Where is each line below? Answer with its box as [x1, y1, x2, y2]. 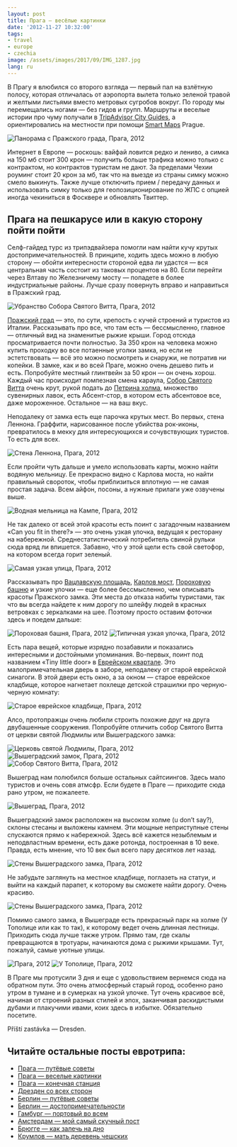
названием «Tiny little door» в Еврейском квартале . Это [7, 658, 175, 666]
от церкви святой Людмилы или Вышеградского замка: [7, 731, 176, 739]
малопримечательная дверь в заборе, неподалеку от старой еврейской [7, 666, 226, 674]
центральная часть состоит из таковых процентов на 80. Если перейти [7, 266, 223, 274]
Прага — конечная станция [17, 1079, 100, 1088]
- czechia [7, 50, 37, 57]
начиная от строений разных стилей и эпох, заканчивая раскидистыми [7, 996, 224, 1005]
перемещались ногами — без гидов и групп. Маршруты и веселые [7, 105, 210, 113]
